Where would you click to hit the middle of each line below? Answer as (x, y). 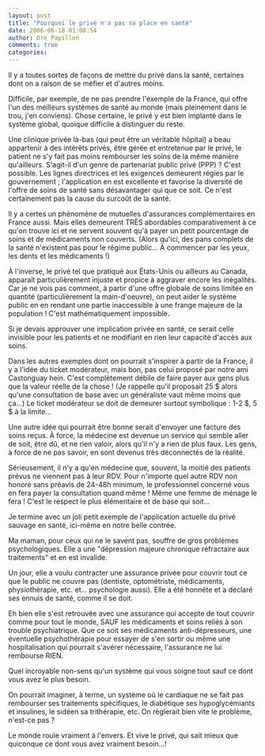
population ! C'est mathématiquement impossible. (89, 313)
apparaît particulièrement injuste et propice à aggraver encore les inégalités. (132, 280)
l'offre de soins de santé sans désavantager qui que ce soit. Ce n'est (120, 190)
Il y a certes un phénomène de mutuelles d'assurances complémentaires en (132, 214)
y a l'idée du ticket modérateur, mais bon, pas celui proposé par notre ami (129, 369)
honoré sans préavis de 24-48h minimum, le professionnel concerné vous (129, 484)
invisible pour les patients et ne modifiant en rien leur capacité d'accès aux (131, 337)
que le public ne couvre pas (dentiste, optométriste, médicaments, (116, 581)
